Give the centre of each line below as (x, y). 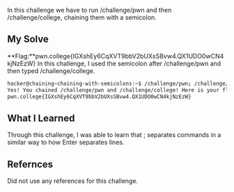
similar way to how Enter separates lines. (66, 143)
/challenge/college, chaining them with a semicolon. (82, 17)
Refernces (30, 164)
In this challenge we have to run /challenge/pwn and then (89, 10)
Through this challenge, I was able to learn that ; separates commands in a (114, 135)
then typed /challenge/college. (51, 71)
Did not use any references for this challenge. (72, 181)
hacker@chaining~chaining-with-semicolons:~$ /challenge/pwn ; (99, 83)
